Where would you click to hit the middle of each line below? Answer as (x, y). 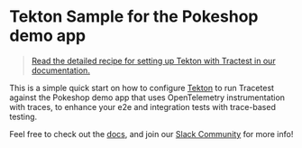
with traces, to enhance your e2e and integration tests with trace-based (143, 106)
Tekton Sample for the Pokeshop (134, 17)
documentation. (60, 70)
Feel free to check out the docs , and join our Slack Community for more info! (151, 134)
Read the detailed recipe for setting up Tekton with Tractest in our (154, 60)
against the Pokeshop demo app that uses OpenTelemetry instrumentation (147, 97)
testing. (23, 116)
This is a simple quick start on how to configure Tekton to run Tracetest (142, 88)
